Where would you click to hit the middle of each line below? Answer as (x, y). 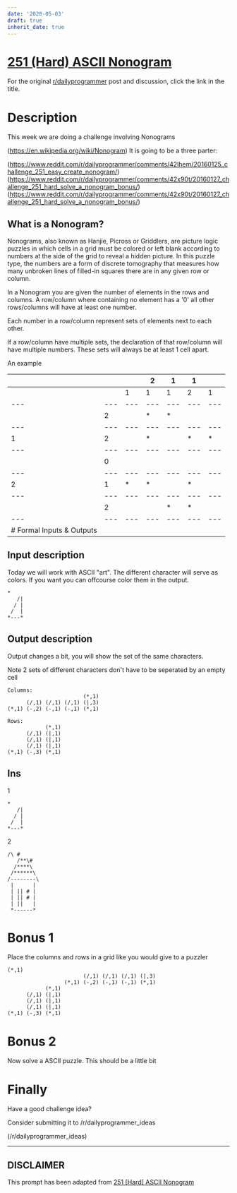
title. (14, 89)
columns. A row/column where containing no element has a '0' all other (111, 300)
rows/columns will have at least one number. (72, 307)
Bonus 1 (31, 938)
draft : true (25, 20)
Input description (46, 555)
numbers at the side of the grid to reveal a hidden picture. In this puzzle (111, 256)
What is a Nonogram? (56, 224)
